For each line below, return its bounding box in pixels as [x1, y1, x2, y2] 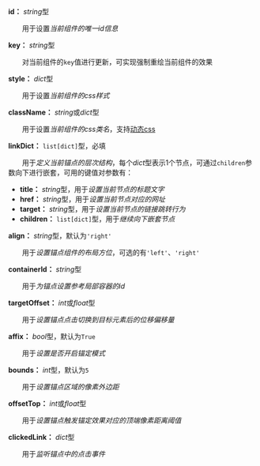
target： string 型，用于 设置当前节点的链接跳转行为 [19, 205, 186, 213]
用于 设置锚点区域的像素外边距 [21, 382, 119, 391]
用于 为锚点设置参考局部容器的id [21, 281, 125, 291]
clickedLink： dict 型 [8, 433, 75, 442]
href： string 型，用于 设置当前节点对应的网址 [19, 194, 166, 204]
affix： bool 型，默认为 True [8, 332, 96, 341]
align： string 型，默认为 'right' [8, 231, 112, 240]
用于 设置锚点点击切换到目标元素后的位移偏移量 [21, 315, 175, 324]
